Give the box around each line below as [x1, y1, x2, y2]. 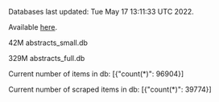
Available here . [8, 22, 58, 31]
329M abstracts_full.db [8, 54, 85, 63]
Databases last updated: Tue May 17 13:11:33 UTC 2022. [8, 7, 195, 16]
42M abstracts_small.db [8, 38, 89, 47]
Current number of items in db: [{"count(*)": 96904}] [8, 69, 184, 79]
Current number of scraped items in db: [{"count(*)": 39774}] [8, 84, 212, 94]
